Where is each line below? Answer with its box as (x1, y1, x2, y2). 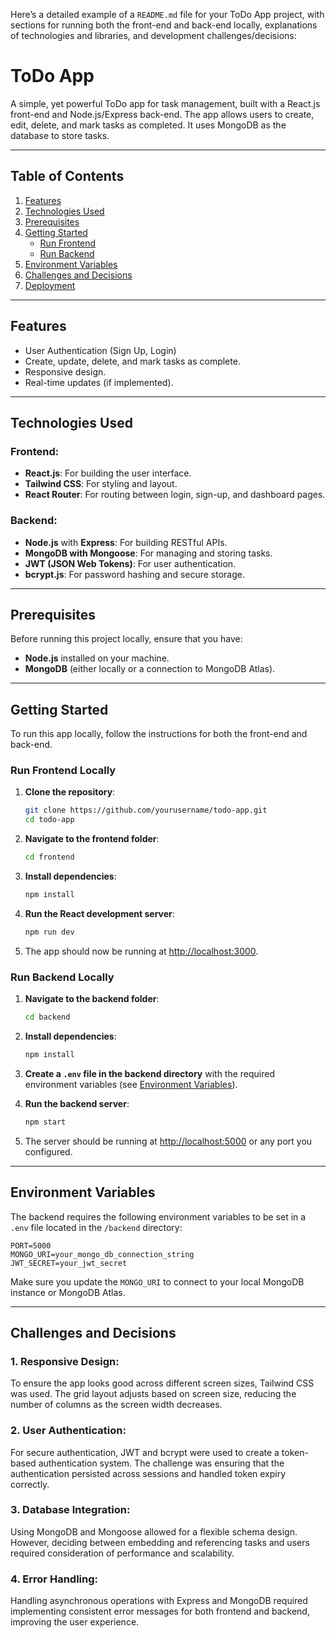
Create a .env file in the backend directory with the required (24, 1067, 276, 1079)
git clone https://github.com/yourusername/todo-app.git (24, 805, 268, 816)
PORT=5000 (10, 1240, 52, 1251)
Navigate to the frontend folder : (24, 833, 160, 845)
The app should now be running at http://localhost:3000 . (24, 945, 259, 957)
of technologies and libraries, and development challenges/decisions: (10, 30, 297, 41)
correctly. (10, 1478, 50, 1490)
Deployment (24, 279, 76, 291)
